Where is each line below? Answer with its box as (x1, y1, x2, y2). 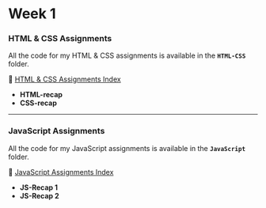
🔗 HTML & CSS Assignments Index (8, 74, 121, 84)
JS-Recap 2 (19, 191, 59, 200)
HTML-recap (19, 90, 63, 100)
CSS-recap (19, 98, 58, 108)
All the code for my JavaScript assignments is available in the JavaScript (8, 143, 246, 153)
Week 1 (8, 5, 56, 23)
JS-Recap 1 (19, 183, 58, 192)
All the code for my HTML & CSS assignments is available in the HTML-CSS (8, 51, 246, 60)
